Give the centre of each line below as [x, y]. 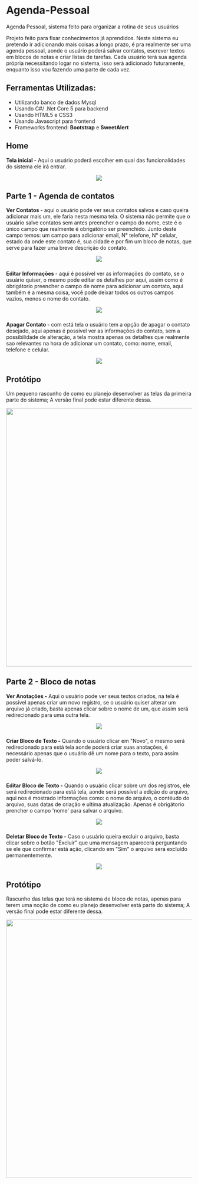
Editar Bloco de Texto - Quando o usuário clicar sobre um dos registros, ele [98, 785]
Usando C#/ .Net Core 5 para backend [61, 108]
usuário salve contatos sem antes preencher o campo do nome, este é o [94, 223]
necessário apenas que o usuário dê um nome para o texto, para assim [92, 753]
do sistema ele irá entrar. [36, 167]
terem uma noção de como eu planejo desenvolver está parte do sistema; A [98, 905]
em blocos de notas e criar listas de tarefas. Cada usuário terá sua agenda [97, 57]
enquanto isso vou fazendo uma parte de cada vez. [68, 69]
